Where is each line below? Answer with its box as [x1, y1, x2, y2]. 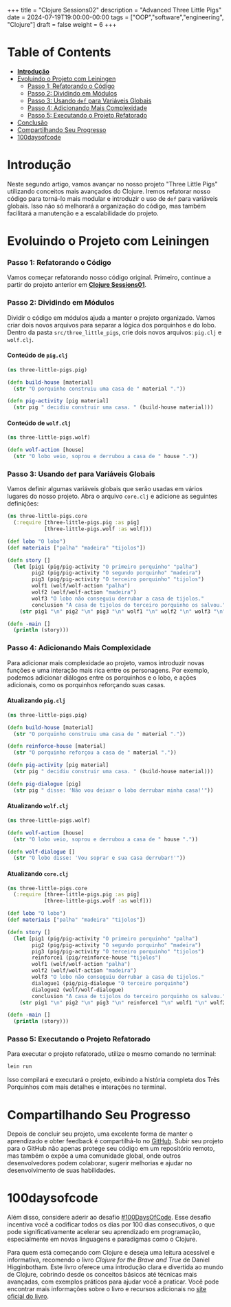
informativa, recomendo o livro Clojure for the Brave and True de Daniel [7, 1255, 210, 1264]
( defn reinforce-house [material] [7, 743, 107, 750]
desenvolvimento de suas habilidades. [7, 1166, 115, 1175]
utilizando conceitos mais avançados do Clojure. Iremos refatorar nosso [7, 187, 211, 195]
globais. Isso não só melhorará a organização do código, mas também [7, 202, 206, 210]
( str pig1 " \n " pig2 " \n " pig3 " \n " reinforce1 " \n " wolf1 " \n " [19, 999, 208, 1006]
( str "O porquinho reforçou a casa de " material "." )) [13, 749, 177, 756]
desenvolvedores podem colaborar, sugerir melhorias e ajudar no [7, 1159, 192, 1167]
